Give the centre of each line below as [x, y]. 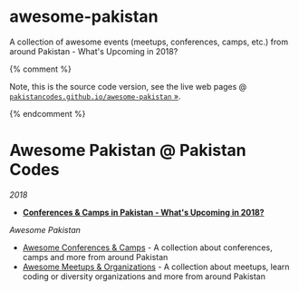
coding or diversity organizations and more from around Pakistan [144, 276]
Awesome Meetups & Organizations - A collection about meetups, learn [156, 267]
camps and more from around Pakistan [95, 257]
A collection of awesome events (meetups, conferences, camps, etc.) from [149, 42]
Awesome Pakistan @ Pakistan [128, 150]
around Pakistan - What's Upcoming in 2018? [94, 51]
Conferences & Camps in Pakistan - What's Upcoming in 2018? [143, 212]
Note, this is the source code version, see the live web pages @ [128, 86]
